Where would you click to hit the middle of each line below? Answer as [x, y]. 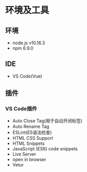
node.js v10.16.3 [29, 43]
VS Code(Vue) [27, 76]
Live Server [24, 154]
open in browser [29, 159]
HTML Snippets [28, 143]
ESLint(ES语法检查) [32, 132]
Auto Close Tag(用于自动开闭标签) [47, 121]
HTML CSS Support [33, 138]
